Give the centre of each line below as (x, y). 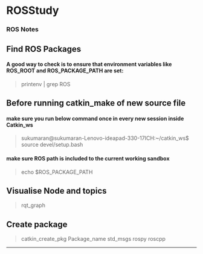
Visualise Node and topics (56, 191)
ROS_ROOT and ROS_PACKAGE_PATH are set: (65, 71)
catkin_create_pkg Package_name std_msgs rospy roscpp (93, 239)
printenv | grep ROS (46, 84)
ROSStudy (33, 11)
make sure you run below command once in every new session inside (95, 118)
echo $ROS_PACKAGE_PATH (57, 172)
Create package (37, 224)
